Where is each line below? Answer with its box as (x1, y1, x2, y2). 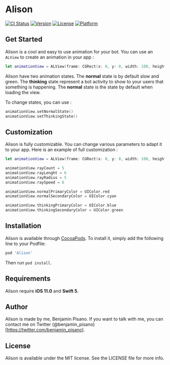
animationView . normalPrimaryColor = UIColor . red (5, 189, 110, 194)
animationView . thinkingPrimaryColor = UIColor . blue (5, 203, 116, 208)
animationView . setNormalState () (5, 109, 73, 114)
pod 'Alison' (5, 250, 33, 255)
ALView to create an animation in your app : (5, 54, 94, 60)
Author (5, 302, 28, 311)
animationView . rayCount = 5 (5, 166, 65, 171)
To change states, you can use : (5, 99, 72, 105)
